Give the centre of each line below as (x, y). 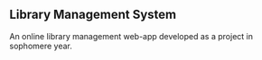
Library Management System (93, 15)
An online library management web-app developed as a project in (131, 36)
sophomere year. (41, 46)
